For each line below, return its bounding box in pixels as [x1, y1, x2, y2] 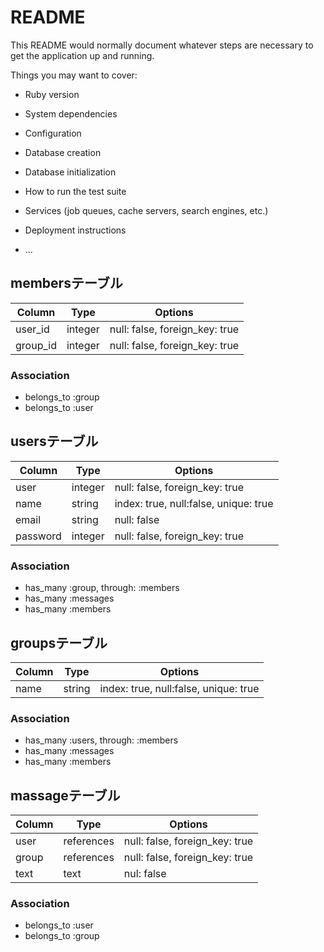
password [15, 529, 62, 543]
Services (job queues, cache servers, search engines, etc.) [24, 204, 269, 216]
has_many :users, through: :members [24, 734, 179, 746]
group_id [15, 338, 57, 352]
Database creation [24, 146, 102, 158]
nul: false [123, 867, 167, 881]
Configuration [24, 127, 82, 139]
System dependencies [24, 107, 118, 120]
